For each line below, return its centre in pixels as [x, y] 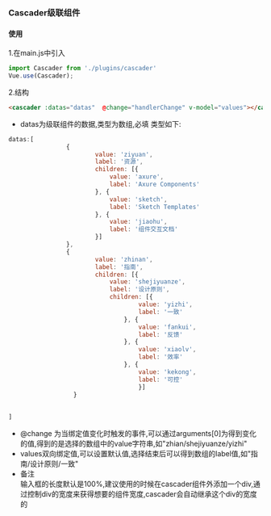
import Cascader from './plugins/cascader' [83, 69]
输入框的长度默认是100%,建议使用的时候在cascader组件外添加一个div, [137, 484]
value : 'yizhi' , [166, 304]
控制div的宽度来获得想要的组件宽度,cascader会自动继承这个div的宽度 [142, 494]
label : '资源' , [119, 162]
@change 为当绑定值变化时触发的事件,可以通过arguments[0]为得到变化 [138, 433]
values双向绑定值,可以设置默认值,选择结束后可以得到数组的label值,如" [135, 453]
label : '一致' [161, 312]
